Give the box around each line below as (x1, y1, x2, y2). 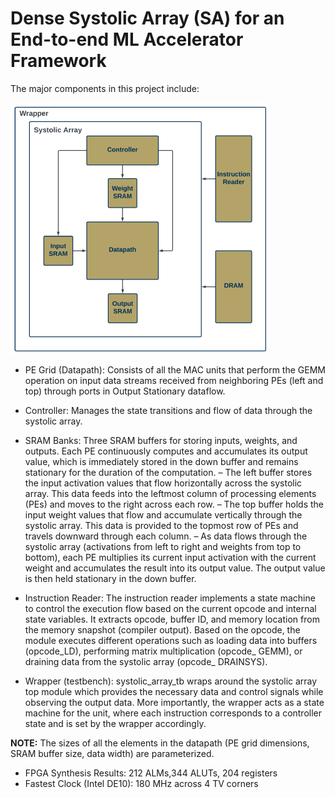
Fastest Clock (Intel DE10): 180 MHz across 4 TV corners (24, 777, 259, 789)
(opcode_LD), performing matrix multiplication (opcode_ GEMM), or (24, 645, 303, 657)
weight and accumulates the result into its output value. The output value (24, 562, 326, 574)
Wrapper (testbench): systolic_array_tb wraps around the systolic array (24, 675, 318, 687)
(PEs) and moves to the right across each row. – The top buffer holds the (24, 498, 324, 510)
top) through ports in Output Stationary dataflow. (24, 385, 226, 397)
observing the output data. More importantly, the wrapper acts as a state (24, 696, 325, 708)
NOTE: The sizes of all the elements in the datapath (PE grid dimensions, (10, 737, 310, 749)
